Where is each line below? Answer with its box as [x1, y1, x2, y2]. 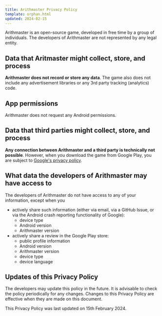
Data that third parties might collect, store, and [5, 126, 150, 135]
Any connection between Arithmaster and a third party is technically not [5, 147, 155, 153]
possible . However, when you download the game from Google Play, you [5, 152, 152, 158]
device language [19, 258, 53, 264]
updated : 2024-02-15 [5, 16, 47, 21]
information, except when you [5, 197, 65, 203]
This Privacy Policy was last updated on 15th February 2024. [5, 306, 127, 312]
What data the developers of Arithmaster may [5, 171, 147, 180]
